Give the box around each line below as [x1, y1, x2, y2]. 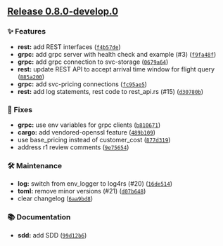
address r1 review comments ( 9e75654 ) [17, 143, 129, 151]
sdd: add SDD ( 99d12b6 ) [17, 231, 87, 239]
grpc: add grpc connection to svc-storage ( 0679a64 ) [17, 57, 169, 66]
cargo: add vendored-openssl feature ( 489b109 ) [17, 128, 156, 136]
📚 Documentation [7, 212, 71, 222]
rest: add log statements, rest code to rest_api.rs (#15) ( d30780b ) [17, 87, 204, 95]
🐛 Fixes [7, 104, 33, 114]
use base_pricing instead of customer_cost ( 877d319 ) [17, 135, 171, 144]
